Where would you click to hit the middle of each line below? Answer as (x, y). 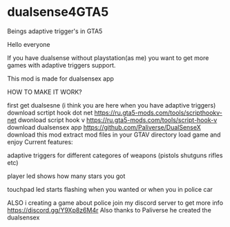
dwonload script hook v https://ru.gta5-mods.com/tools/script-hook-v (117, 120)
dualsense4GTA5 (58, 12)
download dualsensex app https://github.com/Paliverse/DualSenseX (104, 127)
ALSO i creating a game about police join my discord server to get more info (115, 203)
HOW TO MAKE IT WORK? (45, 92)
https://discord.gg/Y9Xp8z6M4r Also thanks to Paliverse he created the (109, 210)
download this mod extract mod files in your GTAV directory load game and (114, 135)
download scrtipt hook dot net (50, 112)
